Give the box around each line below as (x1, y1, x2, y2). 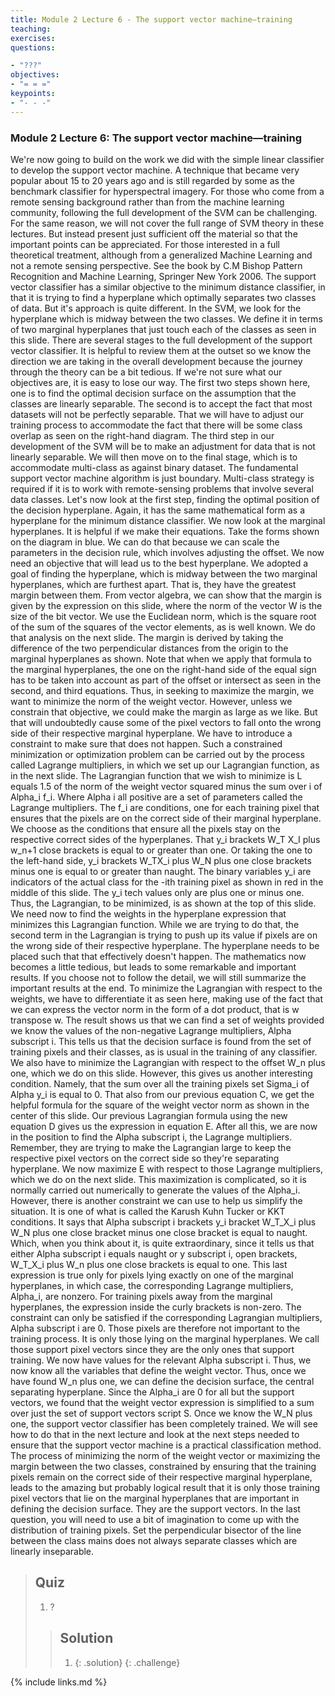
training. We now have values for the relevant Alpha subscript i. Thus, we (10, 1354, 312, 1366)
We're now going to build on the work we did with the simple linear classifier (10, 153, 325, 165)
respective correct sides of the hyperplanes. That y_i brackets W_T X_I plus (10, 833, 321, 845)
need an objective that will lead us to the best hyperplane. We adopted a (10, 557, 309, 569)
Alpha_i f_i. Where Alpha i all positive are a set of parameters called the (10, 791, 303, 803)
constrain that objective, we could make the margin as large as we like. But (10, 706, 318, 718)
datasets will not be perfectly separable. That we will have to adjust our (10, 408, 304, 420)
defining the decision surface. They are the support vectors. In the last (10, 1502, 301, 1515)
